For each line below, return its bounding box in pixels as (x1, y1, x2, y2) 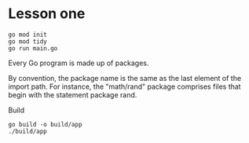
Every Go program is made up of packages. (8, 58, 149, 68)
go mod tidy (8, 37, 47, 46)
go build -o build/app (8, 120, 82, 128)
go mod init (8, 31, 47, 38)
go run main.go (8, 44, 58, 52)
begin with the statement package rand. (8, 90, 137, 99)
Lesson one (8, 5, 86, 23)
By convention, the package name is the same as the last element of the (8, 73, 242, 82)
